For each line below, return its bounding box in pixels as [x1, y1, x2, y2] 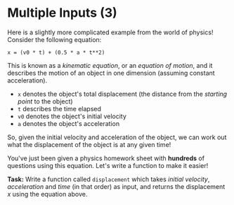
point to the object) [17, 97, 73, 106]
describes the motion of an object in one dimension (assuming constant [7, 69, 216, 77]
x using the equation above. [7, 190, 88, 198]
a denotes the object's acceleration [17, 119, 120, 127]
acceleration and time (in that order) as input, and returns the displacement [7, 182, 226, 190]
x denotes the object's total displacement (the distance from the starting [17, 90, 227, 98]
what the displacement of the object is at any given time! [7, 140, 171, 148]
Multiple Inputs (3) [7, 5, 117, 21]
